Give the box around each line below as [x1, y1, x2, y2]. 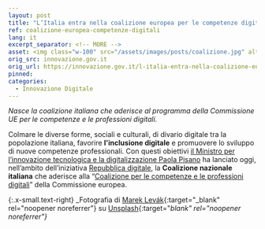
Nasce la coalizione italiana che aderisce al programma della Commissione [8, 106, 255, 116]
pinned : [8, 70, 34, 78]
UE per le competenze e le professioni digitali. [8, 115, 158, 124]
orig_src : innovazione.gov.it [8, 56, 108, 64]
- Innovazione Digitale [15, 84, 93, 93]
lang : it [8, 33, 37, 42]
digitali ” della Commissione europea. [8, 180, 128, 190]
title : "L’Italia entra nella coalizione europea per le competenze [8, 19, 238, 27]
